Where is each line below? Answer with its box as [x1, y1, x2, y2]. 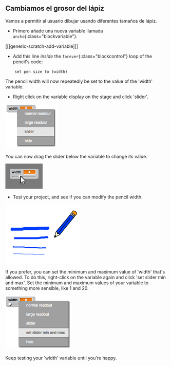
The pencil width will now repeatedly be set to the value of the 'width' [5, 78, 153, 84]
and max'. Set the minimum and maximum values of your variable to [5, 280, 149, 286]
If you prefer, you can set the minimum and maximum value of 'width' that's [5, 268, 165, 274]
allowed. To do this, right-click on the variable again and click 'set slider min [5, 274, 166, 280]
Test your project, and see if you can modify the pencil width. [12, 194, 143, 200]
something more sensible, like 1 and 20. [5, 285, 89, 291]
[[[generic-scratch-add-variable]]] [5, 43, 79, 49]
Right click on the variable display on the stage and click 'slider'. [12, 94, 149, 100]
